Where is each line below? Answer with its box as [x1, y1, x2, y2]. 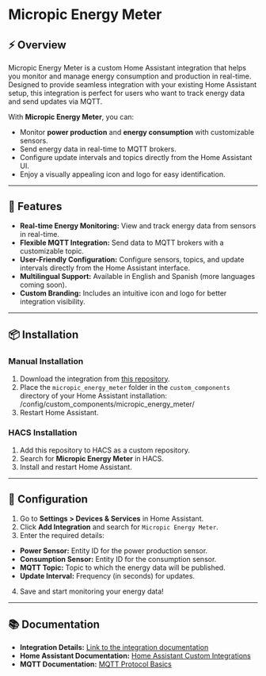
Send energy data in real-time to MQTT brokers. [19, 144, 177, 154]
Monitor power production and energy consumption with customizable [19, 128, 255, 136]
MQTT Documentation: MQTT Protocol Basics [19, 659, 172, 669]
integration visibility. [19, 296, 85, 306]
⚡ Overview [8, 38, 66, 52]
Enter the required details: [19, 530, 104, 540]
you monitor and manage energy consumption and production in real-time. [8, 71, 252, 81]
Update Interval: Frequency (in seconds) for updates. [19, 571, 196, 580]
